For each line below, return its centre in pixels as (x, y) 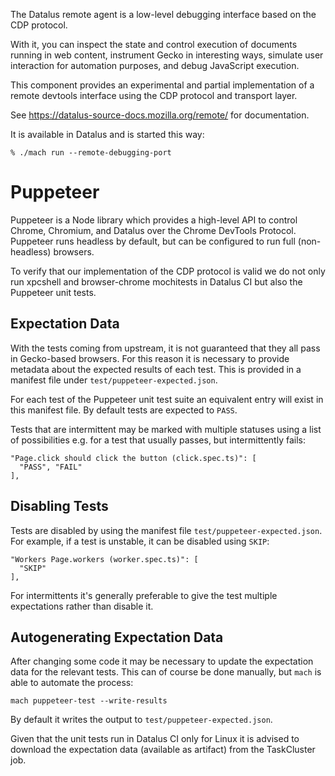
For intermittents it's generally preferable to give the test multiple (144, 595)
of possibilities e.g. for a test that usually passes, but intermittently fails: (158, 440)
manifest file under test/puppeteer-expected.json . (114, 380)
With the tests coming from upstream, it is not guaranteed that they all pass (165, 348)
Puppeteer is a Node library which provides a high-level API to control (154, 220)
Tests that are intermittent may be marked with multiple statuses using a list (166, 429)
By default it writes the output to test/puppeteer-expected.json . (141, 720)
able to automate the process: (72, 683)
